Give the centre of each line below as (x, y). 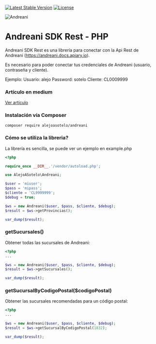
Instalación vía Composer (36, 115)
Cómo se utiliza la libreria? (37, 138)
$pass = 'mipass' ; (23, 188)
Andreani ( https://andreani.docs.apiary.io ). (47, 55)
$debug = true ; (20, 197)
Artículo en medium (29, 92)
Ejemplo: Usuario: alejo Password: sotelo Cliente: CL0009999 (67, 79)
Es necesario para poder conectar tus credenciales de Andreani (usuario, (78, 65)
